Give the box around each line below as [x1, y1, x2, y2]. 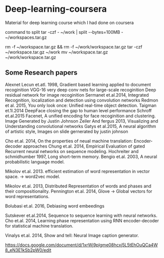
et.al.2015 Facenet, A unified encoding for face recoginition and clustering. [5, 113, 156, 119]
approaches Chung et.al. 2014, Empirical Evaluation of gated [23, 143, 145, 149]
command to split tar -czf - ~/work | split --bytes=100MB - [5, 29, 123, 35]
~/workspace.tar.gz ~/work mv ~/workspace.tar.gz [5, 49, 108, 55]
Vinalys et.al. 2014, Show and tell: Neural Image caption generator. [5, 232, 139, 238]
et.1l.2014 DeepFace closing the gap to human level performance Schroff [5, 107, 152, 113]
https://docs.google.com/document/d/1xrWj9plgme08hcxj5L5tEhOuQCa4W [5, 242, 158, 248]
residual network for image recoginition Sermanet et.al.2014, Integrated [5, 92, 149, 98]
